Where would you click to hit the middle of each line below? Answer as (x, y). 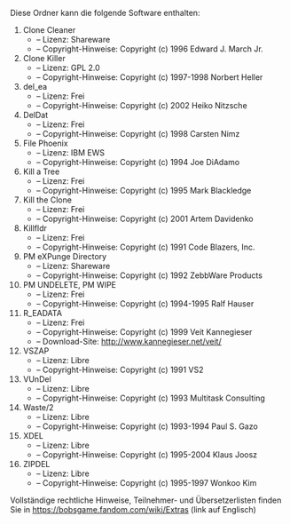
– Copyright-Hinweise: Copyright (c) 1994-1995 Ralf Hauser (145, 304)
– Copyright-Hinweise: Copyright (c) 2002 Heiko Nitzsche (141, 105)
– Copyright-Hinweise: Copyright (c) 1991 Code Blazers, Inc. (145, 247)
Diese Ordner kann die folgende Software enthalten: (105, 13)
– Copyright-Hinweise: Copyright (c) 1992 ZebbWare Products (149, 275)
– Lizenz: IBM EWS (71, 153)
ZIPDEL (36, 464)
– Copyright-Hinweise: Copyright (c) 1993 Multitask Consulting (150, 398)
